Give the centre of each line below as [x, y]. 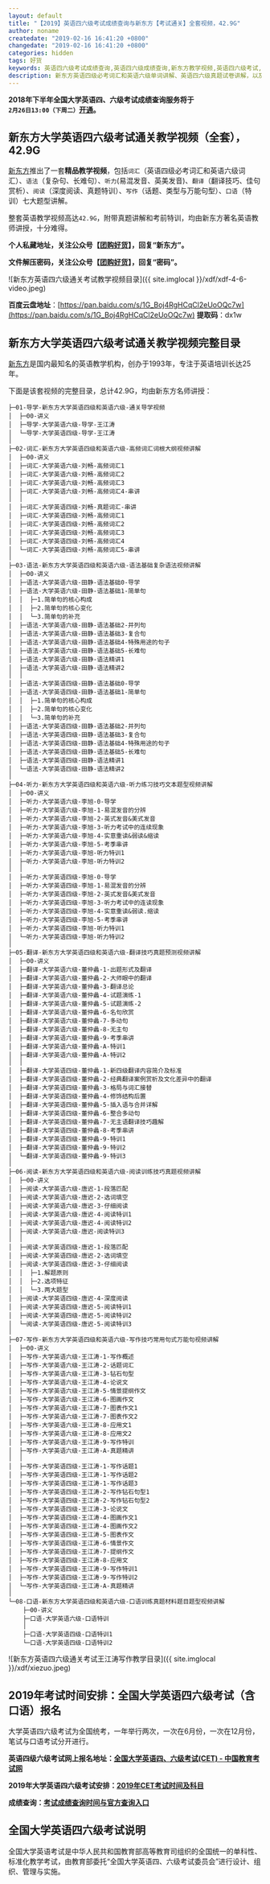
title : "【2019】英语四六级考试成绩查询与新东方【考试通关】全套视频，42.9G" [125, 23]
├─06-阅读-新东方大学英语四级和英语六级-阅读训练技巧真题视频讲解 [105, 1172]
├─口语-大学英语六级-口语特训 [66, 1619]
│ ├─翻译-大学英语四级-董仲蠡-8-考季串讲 [71, 1131]
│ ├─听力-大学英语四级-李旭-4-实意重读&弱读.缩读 [84, 911]
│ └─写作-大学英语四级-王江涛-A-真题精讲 [71, 1586]
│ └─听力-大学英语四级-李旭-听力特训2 [66, 937]
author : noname [34, 31]
